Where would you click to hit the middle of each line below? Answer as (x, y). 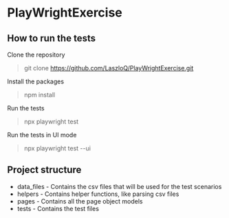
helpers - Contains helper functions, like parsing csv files (98, 194)
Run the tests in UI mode (42, 135)
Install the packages (35, 81)
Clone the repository (36, 54)
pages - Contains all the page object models (80, 201)
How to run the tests (52, 38)
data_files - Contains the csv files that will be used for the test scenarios (119, 186)
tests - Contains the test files (58, 208)
